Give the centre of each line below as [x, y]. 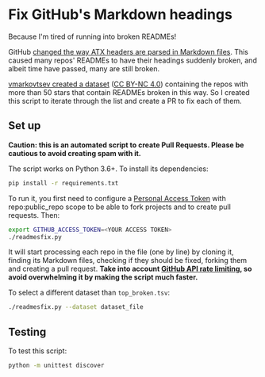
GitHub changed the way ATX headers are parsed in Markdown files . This [128, 51]
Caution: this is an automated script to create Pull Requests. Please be [126, 145]
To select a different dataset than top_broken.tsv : [89, 293]
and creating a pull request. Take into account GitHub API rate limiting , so [130, 269]
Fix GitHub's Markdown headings [120, 15]
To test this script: [38, 351]
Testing [27, 331]
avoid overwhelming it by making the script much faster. [103, 277]
